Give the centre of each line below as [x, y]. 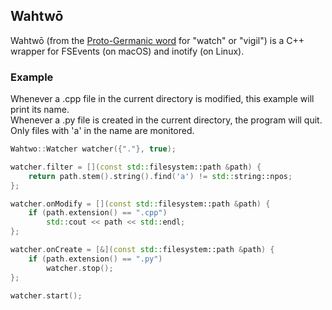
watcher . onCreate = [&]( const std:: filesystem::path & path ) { [142, 250]
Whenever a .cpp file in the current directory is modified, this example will [162, 99]
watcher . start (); [46, 295]
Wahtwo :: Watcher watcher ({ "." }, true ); [93, 149]
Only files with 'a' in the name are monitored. [102, 131]
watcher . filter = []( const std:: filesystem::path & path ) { [136, 167]
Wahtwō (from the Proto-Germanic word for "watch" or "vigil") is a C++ [157, 40]
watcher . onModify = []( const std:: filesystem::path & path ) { [140, 204]
